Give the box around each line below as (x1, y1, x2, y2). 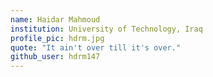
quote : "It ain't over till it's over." (10, 42, 182, 53)
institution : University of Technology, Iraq (10, 24, 203, 34)
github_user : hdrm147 (10, 52, 101, 62)
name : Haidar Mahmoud (10, 14, 101, 25)
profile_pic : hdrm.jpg (10, 33, 105, 43)
